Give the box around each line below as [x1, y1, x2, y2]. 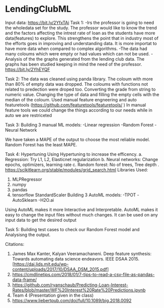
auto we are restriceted [5, 112, 52, 118]
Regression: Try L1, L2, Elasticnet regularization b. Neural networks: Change [5, 156, 158, 162]
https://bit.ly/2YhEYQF [5, 66, 50, 72]
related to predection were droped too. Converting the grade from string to [5, 86, 156, 92]
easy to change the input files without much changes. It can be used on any [5, 212, 158, 217]
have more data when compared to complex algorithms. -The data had [5, 46, 148, 51]
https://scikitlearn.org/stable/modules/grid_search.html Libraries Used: [5, 166, 148, 172]
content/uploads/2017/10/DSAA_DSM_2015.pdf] [12, 266, 109, 272]
